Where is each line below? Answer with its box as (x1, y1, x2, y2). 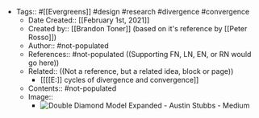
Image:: (27, 92, 54, 101)
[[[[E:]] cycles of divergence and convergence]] (40, 75, 199, 84)
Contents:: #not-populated (27, 83, 117, 93)
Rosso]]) (27, 32, 57, 42)
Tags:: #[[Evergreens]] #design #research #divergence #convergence (15, 7, 250, 16)
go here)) (27, 58, 60, 67)
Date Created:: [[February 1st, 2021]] (27, 15, 150, 25)
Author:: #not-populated (27, 41, 109, 51)
